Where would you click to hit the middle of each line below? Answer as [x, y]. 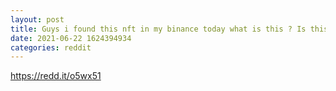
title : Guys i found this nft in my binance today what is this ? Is [158, 29]
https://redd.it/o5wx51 [56, 76]
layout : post [37, 19]
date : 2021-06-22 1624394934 [71, 38]
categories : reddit [51, 47]
